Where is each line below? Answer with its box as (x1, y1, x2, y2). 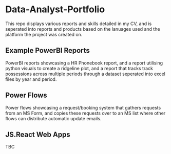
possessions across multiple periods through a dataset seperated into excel (5, 71, 165, 77)
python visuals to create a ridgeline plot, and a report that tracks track (5, 65, 153, 71)
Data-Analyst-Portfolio (5, 4, 105, 15)
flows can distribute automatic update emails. (5, 115, 102, 121)
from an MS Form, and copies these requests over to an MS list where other (5, 110, 166, 116)
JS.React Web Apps (5, 130, 70, 139)
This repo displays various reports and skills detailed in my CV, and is (5, 20, 152, 27)
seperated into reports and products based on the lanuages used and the (5, 26, 160, 32)
